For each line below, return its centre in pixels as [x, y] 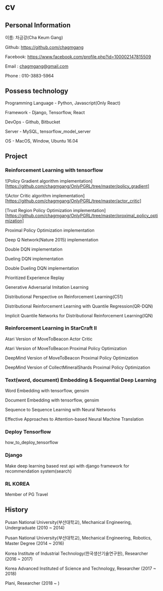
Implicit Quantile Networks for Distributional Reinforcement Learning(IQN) [79, 315]
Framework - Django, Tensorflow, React [45, 112]
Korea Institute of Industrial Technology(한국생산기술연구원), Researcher [77, 553]
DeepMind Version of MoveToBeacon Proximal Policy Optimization [72, 358]
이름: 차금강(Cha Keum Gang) [34, 37]
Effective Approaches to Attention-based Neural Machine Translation [74, 419]
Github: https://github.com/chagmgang [44, 47]
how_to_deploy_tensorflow [32, 443]
